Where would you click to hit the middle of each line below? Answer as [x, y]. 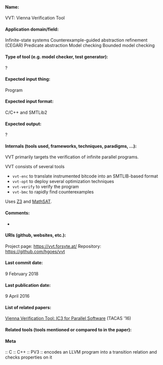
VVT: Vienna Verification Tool [35, 18]
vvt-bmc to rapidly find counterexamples [53, 192]
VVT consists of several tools [35, 167]
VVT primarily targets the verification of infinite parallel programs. [72, 157]
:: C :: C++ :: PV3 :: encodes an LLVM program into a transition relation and [81, 352]
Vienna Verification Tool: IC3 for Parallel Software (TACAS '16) [68, 319]
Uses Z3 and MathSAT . [28, 202]
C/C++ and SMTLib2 [26, 113]
